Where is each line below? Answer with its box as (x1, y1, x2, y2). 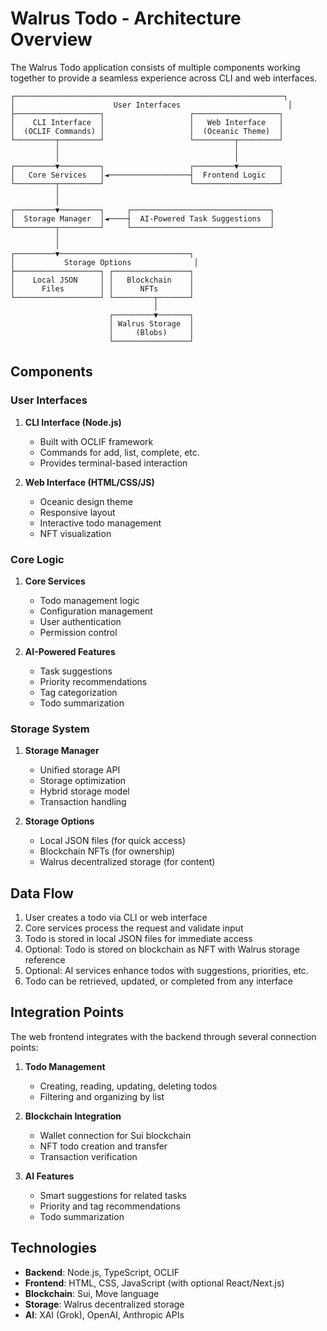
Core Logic (10, 552, 65, 566)
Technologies (10, 1240, 98, 1257)
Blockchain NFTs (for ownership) (39, 845, 176, 857)
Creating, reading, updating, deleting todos (39, 1080, 218, 1092)
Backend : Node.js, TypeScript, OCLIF (24, 1266, 180, 1278)
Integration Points (10, 1004, 125, 1021)
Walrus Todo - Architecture (10, 7, 242, 30)
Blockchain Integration (24, 1110, 122, 1122)
